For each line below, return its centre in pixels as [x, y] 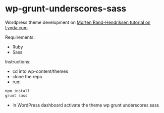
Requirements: [20, 37]
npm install [17, 91]
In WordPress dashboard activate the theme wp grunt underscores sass [86, 105]
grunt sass [16, 95]
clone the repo [27, 76]
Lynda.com [17, 27]
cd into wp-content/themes [40, 71]
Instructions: [18, 61]
